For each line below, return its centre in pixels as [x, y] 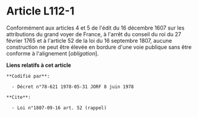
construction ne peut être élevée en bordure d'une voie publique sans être [99, 47]
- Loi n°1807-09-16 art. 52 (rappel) [59, 108]
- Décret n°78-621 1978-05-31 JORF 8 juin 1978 [73, 87]
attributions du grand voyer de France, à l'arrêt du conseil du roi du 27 [94, 34]
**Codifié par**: [28, 76]
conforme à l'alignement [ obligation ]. [52, 53]
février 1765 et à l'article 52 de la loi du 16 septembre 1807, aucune [89, 40]
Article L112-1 [40, 11]
